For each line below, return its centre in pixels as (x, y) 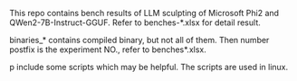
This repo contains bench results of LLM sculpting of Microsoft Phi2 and (144, 13)
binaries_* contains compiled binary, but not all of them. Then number (139, 40)
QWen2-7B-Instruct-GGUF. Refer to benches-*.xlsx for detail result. (135, 22)
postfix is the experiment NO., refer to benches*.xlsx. (108, 49)
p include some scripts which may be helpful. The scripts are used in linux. (149, 67)
